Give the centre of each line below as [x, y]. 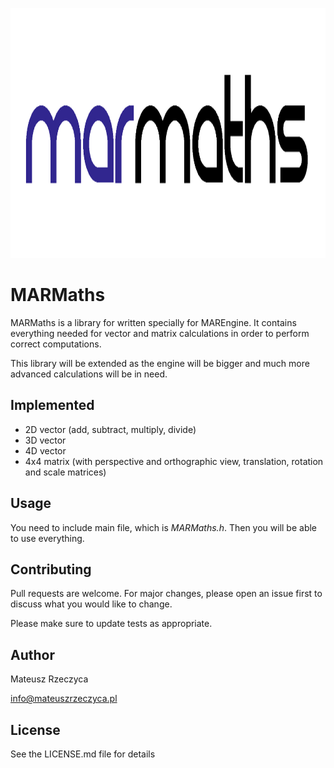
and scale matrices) [65, 472]
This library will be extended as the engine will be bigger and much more [160, 363]
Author [32, 654]
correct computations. [56, 344]
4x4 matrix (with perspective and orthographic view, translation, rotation [174, 461]
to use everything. [47, 538]
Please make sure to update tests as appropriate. [111, 624]
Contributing [51, 569]
